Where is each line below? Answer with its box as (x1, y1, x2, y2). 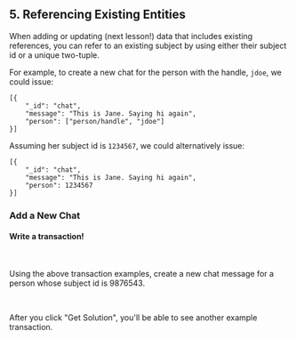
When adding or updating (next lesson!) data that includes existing (9, 30, 253, 41)
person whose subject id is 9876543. (9, 278, 145, 288)
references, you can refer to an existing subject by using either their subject (9, 40, 287, 51)
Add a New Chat (9, 209, 81, 222)
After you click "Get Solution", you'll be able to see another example (9, 311, 258, 323)
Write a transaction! (9, 231, 84, 242)
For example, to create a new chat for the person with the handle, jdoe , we (9, 67, 282, 77)
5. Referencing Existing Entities (9, 7, 187, 22)
